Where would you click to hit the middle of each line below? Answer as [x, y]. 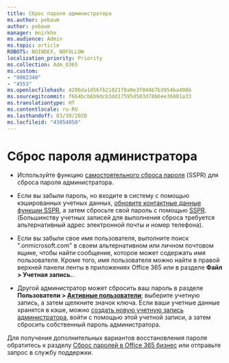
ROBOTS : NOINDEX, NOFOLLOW [46, 52]
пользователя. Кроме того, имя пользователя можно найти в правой [118, 260]
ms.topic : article [33, 45]
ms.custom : [23, 71]
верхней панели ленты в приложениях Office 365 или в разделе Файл [120, 267]
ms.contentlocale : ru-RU [43, 109]
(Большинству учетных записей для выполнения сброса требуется [116, 218]
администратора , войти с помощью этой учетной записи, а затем [114, 318]
